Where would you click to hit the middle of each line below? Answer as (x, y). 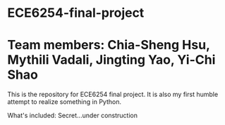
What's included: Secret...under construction (72, 116)
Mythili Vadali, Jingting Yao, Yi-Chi (111, 60)
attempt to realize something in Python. (65, 102)
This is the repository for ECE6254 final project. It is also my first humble (113, 94)
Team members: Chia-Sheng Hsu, (109, 45)
